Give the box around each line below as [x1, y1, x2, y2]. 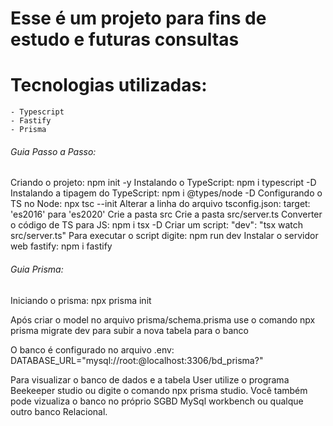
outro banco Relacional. [10, 405, 108, 417]
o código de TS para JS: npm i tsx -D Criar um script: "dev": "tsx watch [10, 219, 304, 231]
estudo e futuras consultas [10, 28, 240, 51]
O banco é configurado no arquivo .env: [10, 343, 175, 356]
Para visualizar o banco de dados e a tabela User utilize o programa [10, 373, 290, 386]
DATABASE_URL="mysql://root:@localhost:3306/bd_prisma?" [10, 354, 264, 366]
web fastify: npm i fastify [10, 240, 113, 252]
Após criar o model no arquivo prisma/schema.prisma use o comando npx [10, 313, 316, 326]
